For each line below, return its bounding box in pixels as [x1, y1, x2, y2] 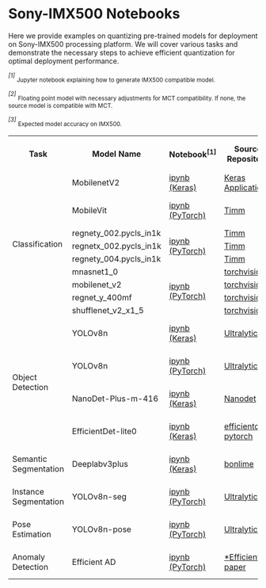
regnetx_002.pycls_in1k [71, 240, 161, 251]
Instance [12, 486, 45, 497]
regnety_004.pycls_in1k [71, 253, 161, 264]
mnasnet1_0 [71, 266, 119, 277]
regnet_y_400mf [71, 292, 132, 303]
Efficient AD [71, 556, 116, 567]
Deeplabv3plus [71, 458, 128, 469]
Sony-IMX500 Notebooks [8, 5, 180, 23]
